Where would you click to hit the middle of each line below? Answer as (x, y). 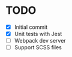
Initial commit (31, 27)
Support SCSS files (38, 47)
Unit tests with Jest (38, 34)
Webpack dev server (40, 41)
